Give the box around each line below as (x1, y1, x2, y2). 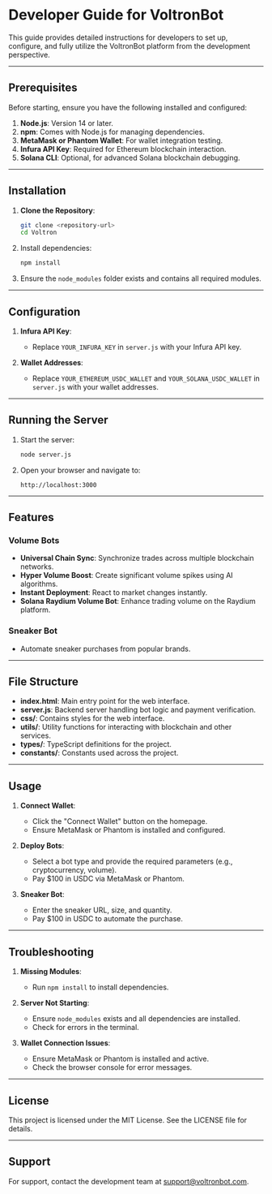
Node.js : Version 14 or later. (19, 118, 113, 127)
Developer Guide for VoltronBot (8, 6, 224, 24)
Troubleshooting (8, 945, 95, 959)
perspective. (8, 50, 50, 59)
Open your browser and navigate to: (19, 465, 141, 475)
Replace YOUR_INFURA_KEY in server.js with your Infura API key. (32, 343, 242, 351)
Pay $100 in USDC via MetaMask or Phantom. (32, 874, 185, 884)
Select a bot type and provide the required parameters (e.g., (32, 856, 233, 866)
